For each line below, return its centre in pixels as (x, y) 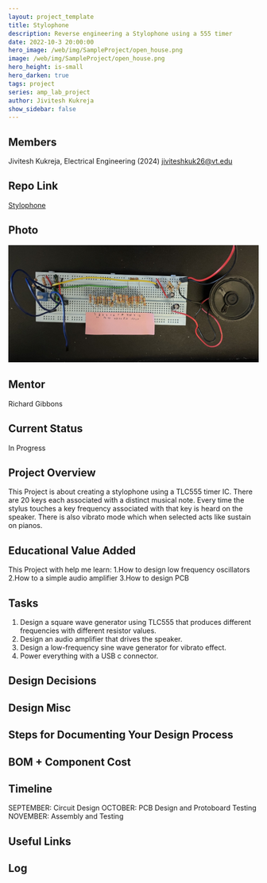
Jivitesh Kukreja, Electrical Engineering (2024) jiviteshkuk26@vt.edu (120, 161)
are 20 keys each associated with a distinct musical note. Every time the (126, 500)
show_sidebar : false (43, 109)
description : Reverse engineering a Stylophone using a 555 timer (120, 33)
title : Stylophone (39, 25)
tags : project (32, 83)
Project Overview (52, 472)
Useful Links (40, 841)
